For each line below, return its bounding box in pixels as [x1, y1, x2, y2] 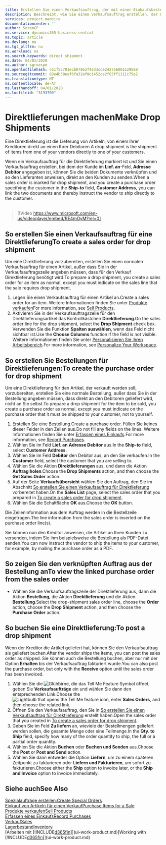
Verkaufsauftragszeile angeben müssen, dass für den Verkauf [5, 269, 131, 275]
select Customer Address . [12, 447, 67, 453]
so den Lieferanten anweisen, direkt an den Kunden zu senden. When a [5, 174, 149, 180]
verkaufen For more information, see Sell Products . [12, 305, 115, 311]
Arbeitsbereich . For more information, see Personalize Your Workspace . [12, 342, 158, 348]
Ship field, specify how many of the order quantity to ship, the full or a [12, 733, 156, 739]
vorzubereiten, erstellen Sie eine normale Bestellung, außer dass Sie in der [5, 390, 157, 396]
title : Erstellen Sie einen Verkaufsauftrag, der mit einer [5, 7, 132, 12]
